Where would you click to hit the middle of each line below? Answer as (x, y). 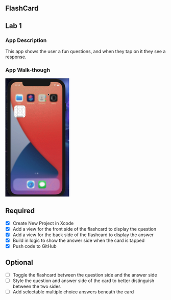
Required (20, 211)
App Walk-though (28, 70)
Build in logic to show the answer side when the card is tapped (79, 240)
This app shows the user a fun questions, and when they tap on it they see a (86, 52)
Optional (19, 262)
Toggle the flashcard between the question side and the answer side (85, 274)
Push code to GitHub (35, 246)
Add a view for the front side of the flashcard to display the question (84, 229)
